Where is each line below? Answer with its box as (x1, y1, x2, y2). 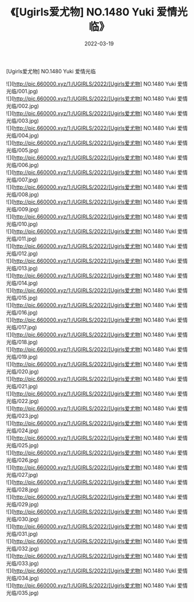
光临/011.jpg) (6, 235, 37, 242)
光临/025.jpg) (6, 441, 40, 449)
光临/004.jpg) (6, 132, 40, 139)
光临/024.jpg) (6, 427, 40, 434)
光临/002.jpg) (6, 102, 40, 109)
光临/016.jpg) (6, 309, 38, 316)
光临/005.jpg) (6, 146, 40, 153)
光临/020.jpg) (6, 368, 40, 375)
